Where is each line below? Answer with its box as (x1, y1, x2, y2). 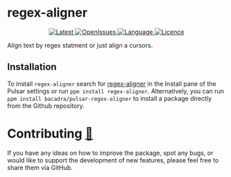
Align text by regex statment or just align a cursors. (7, 41, 153, 49)
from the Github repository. (7, 102, 85, 110)
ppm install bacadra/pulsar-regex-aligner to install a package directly (7, 94, 212, 102)
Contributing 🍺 (7, 126, 94, 141)
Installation (7, 61, 57, 73)
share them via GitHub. (7, 163, 73, 171)
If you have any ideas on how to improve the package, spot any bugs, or (7, 149, 214, 157)
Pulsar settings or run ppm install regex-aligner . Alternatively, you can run (7, 86, 224, 95)
